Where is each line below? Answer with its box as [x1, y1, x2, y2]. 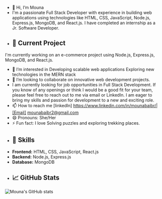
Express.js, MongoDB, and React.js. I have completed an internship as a [12, 20, 156, 26]
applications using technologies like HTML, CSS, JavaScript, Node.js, [12, 15, 151, 20]
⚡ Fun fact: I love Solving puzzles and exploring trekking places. [12, 120, 140, 126]
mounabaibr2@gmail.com [27, 109, 79, 115]
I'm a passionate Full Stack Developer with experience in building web [12, 10, 152, 15]
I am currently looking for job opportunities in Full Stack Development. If [12, 82, 156, 87]
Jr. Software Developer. [12, 25, 60, 31]
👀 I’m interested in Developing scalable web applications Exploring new [12, 66, 155, 72]
